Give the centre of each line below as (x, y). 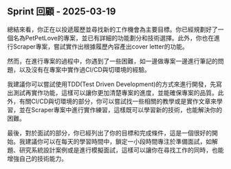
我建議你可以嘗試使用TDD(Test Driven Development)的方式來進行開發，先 (112, 84)
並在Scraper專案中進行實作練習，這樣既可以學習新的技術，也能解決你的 (121, 109)
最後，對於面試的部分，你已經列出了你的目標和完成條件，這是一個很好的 (109, 133)
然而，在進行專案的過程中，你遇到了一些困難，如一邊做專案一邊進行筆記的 (112, 61)
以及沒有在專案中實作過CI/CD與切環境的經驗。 (85, 69)
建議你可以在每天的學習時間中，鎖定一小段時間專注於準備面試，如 (118, 141)
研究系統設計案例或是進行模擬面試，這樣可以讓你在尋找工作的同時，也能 (121, 150)
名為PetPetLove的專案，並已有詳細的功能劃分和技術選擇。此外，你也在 (113, 38)
